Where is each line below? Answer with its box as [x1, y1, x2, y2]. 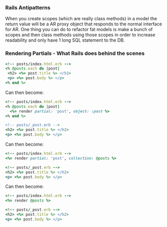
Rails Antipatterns [5, 4, 51, 11]
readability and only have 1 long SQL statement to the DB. [5, 37, 125, 43]
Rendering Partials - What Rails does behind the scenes [5, 50, 145, 57]
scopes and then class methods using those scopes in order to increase [5, 32, 155, 38]
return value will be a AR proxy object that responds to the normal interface [5, 21, 162, 27]
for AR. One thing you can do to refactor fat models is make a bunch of [5, 26, 153, 33]
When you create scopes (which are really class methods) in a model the [5, 16, 157, 22]
